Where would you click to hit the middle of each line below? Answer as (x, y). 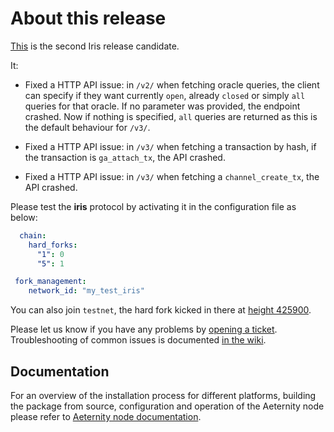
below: (24, 217)
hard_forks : (53, 245)
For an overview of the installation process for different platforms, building (163, 395)
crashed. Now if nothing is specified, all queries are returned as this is (171, 116)
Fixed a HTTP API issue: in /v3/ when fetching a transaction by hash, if (170, 146)
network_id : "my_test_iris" (86, 291)
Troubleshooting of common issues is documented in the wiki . (138, 340)
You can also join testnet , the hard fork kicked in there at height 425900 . (161, 310)
